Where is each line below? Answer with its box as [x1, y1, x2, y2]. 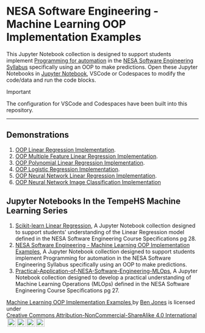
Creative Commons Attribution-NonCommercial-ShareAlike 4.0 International [6, 311, 197, 318]
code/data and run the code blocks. [6, 76, 96, 84]
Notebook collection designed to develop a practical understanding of [15, 273, 192, 281]
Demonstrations [6, 130, 69, 140]
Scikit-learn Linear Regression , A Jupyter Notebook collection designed [15, 221, 196, 229]
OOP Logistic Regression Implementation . [15, 165, 120, 173]
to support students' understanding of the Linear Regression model [15, 228, 185, 235]
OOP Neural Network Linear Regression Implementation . [15, 172, 157, 179]
